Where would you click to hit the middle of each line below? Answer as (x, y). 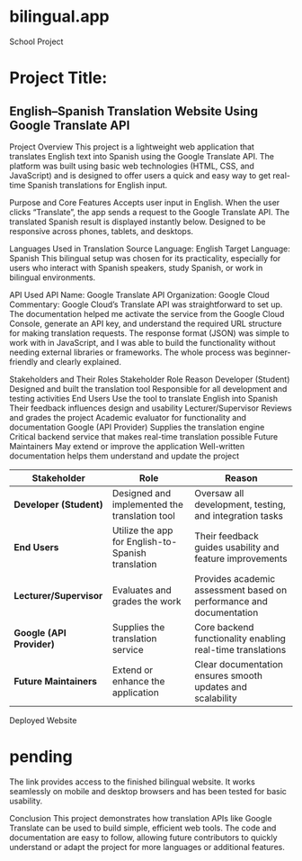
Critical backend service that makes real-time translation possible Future (144, 436)
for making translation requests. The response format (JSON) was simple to (149, 333)
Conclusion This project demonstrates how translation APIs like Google (141, 818)
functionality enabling (240, 639)
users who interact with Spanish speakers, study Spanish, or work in (136, 267)
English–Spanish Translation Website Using (134, 111)
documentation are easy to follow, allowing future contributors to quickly (143, 837)
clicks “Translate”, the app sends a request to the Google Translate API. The (150, 212)
